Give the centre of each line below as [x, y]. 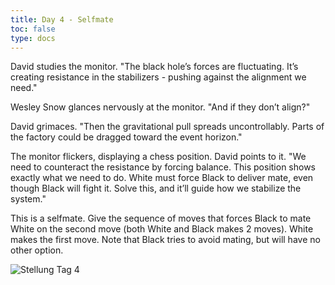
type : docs [33, 38]
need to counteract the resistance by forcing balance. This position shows [163, 167]
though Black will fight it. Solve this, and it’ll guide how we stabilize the [156, 188]
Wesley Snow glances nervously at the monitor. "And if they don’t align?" [160, 107]
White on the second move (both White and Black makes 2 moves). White [162, 229]
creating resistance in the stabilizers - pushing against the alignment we [158, 77]
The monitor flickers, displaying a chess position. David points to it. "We [158, 157]
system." [28, 199]
